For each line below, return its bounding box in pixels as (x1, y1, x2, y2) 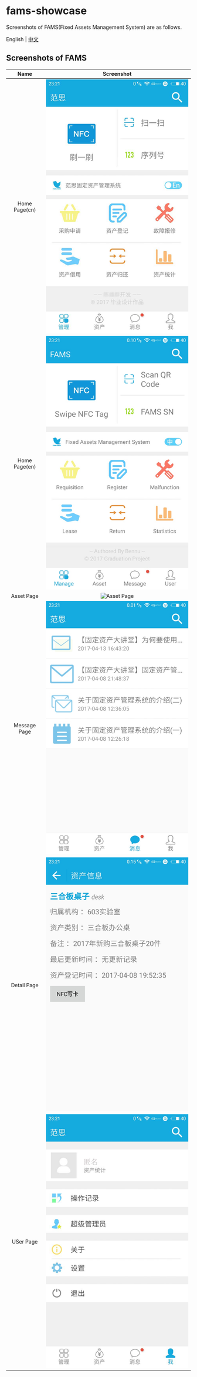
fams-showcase (6, 4, 87, 18)
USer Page (11, 1238, 38, 1245)
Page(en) (13, 463, 36, 470)
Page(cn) (13, 206, 36, 213)
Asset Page (11, 592, 39, 599)
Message (13, 721, 36, 728)
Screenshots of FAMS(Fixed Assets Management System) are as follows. (6, 24, 182, 31)
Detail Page (11, 981, 39, 988)
